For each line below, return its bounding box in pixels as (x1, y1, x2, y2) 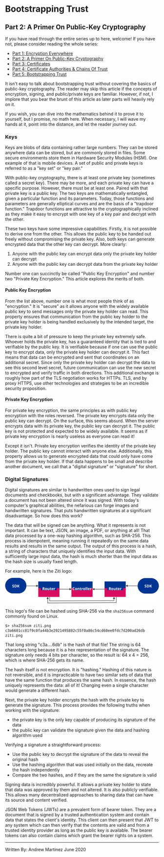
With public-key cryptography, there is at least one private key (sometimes (5, 175, 155, 181)
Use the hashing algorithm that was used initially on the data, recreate (12, 761, 153, 768)
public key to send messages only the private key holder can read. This (5, 308, 149, 314)
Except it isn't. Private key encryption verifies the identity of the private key (5, 443, 156, 449)
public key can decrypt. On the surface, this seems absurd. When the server (5, 418, 159, 424)
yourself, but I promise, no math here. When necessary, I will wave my (5, 116, 146, 122)
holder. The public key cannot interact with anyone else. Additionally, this (5, 448, 152, 454)
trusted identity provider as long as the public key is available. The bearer (5, 827, 153, 833)
